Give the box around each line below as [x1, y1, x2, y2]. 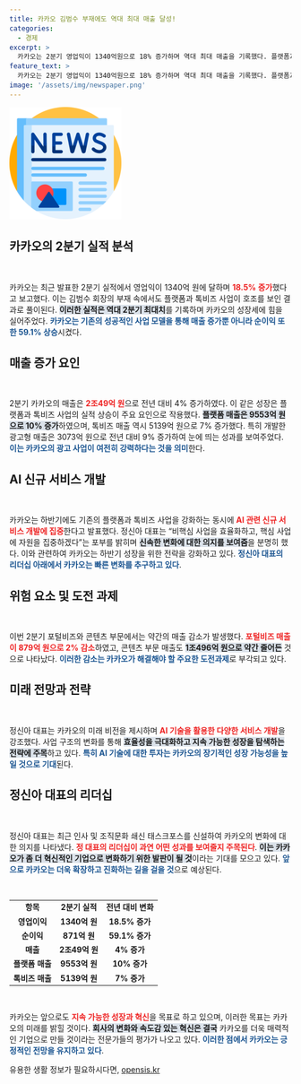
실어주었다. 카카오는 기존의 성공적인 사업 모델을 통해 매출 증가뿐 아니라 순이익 [9, 315, 276, 326]
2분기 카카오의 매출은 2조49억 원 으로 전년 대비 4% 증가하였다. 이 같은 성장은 [9, 398, 278, 409]
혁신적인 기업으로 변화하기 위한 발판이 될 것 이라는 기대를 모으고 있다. [43, 853, 280, 863]
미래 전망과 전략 [9, 682, 91, 698]
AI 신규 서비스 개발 [9, 472, 106, 487]
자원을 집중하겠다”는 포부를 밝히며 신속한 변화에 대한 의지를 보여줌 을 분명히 [18, 537, 279, 548]
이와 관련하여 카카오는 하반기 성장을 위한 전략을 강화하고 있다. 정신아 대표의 [21, 548, 284, 559]
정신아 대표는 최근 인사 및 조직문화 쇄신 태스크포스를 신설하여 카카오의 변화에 [9, 830, 278, 841]
